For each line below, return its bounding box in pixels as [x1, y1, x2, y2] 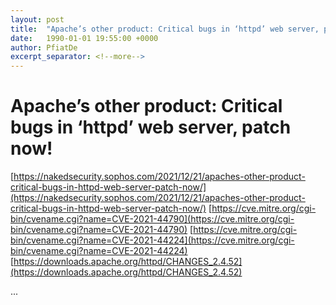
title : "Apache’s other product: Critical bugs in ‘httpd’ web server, [10, 24, 320, 34]
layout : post [10, 14, 65, 25]
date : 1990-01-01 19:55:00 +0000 [10, 33, 159, 43]
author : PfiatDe [10, 42, 78, 53]
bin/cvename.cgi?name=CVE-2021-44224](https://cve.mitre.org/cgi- [10, 234, 295, 246]
